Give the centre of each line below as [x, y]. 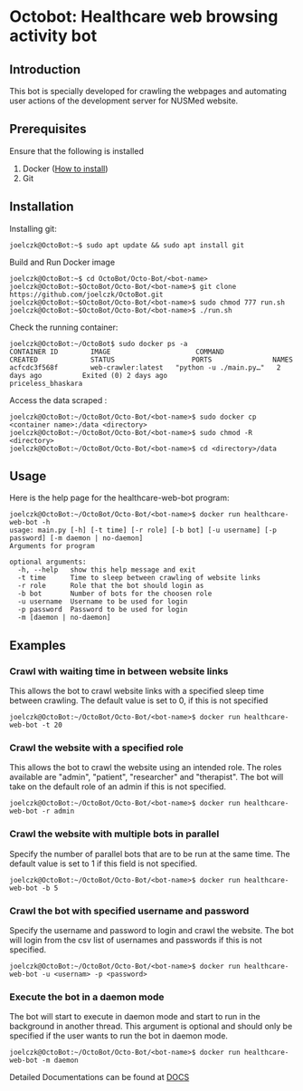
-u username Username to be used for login [103, 602]
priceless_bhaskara [46, 383]
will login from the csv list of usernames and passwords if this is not [136, 941]
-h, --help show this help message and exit [107, 570]
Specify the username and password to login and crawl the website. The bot [151, 931]
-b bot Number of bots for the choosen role [115, 594]
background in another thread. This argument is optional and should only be [151, 1027]
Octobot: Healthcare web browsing [144, 17]
